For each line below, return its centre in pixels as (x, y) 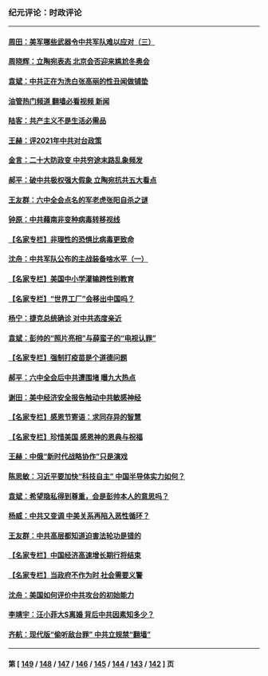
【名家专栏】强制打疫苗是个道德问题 (68, 358)
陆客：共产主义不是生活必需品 (57, 121)
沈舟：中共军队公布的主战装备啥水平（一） (78, 259)
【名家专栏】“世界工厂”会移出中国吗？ (72, 298)
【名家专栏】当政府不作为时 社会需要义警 (76, 575)
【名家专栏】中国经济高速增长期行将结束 (75, 555)
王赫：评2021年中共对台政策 (55, 140)
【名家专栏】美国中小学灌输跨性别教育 (71, 279)
